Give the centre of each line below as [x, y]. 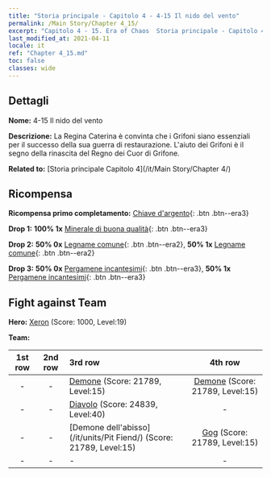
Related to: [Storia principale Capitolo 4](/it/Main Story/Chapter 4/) [120, 168]
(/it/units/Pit [92, 438]
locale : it [27, 46]
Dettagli [29, 101]
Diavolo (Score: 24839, [113, 404]
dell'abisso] [128, 428]
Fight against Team [58, 303]
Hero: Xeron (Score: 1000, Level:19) [68, 322]
